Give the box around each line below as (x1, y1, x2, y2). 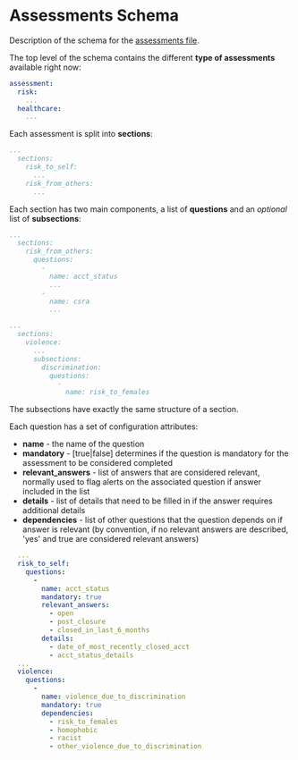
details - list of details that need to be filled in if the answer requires (21, 495, 273, 506)
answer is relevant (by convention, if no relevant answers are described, (21, 524, 289, 535)
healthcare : (17, 104, 63, 113)
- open (48, 609, 74, 618)
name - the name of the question (21, 439, 145, 450)
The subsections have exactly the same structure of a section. (9, 404, 239, 415)
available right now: (9, 62, 82, 72)
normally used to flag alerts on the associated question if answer (21, 477, 262, 487)
